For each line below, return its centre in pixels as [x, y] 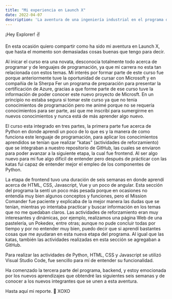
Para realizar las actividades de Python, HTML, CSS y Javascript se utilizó [83, 255]
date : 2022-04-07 [24, 15]
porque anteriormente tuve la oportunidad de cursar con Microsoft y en [81, 78]
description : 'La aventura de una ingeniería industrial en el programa [84, 19]
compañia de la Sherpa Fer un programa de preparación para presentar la [83, 84]
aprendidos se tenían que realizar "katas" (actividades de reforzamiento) [82, 143]
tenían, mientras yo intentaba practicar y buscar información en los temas [83, 207]
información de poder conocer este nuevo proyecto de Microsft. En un [80, 94]
